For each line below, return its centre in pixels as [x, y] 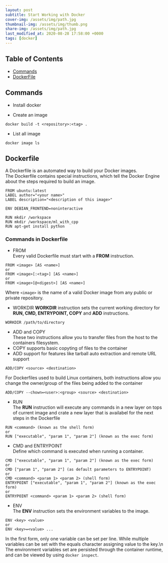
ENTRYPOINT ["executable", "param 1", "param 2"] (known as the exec [81, 483]
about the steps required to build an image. [50, 182]
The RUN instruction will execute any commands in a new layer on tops [87, 407]
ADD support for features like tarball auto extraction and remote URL [85, 353]
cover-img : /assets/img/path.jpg [41, 19]
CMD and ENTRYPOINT [37, 445]
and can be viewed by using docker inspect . [52, 555]
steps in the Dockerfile [36, 418]
